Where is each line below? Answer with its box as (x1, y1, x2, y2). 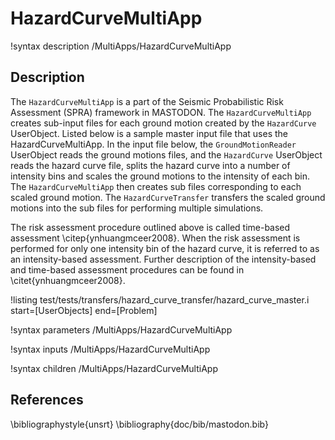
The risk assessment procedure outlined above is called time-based (10, 221, 291, 233)
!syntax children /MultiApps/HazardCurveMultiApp (10, 362, 218, 374)
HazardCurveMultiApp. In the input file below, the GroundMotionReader (10, 138, 297, 150)
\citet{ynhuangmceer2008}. (10, 274, 126, 286)
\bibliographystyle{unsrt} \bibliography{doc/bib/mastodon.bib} (10, 418, 269, 430)
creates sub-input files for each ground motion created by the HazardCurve (10, 117, 317, 129)
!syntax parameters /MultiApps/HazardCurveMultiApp (10, 323, 233, 336)
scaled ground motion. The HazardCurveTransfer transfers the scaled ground (10, 191, 326, 203)
